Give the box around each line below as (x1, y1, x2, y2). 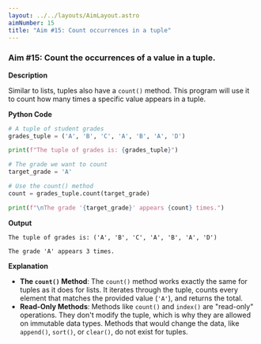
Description (8, 70, 48, 80)
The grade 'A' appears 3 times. (8, 247, 115, 255)
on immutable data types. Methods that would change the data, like (19, 318, 240, 328)
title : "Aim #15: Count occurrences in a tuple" (8, 26, 172, 34)
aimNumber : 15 (8, 19, 55, 27)
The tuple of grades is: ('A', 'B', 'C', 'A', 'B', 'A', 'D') (8, 233, 217, 241)
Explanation (8, 261, 49, 270)
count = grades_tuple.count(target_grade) (8, 189, 150, 198)
